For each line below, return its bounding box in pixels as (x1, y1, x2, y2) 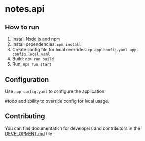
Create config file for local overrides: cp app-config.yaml (12, 47, 128, 52)
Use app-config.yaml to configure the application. (5, 88, 106, 94)
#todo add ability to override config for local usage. (5, 98, 109, 104)
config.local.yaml (12, 52, 50, 56)
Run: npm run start (12, 61, 52, 67)
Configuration (5, 75, 49, 84)
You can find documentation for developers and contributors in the (5, 125, 140, 131)
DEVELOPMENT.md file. (5, 130, 54, 136)
